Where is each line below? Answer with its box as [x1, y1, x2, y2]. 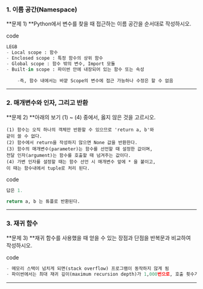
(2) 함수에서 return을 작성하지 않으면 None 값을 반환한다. [6, 139, 138, 145]
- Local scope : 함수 [6, 49, 59, 56]
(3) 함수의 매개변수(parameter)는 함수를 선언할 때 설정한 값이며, [6, 146, 153, 152]
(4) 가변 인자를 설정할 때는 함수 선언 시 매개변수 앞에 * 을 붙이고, [6, 159, 156, 165]
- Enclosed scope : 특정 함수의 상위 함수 [6, 56, 103, 62]
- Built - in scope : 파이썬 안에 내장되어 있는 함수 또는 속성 [6, 66, 144, 72]
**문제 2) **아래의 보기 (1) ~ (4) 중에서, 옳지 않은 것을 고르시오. [6, 113, 156, 121]
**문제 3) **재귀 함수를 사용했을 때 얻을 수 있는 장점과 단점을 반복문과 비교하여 [6, 234, 192, 241]
